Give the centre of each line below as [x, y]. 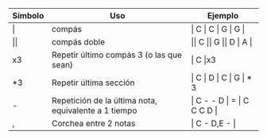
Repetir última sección [93, 83]
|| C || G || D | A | [221, 42]
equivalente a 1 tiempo [94, 110]
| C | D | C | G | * [221, 77]
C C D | [204, 110]
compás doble [78, 42]
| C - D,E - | [213, 124]
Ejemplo [223, 15]
